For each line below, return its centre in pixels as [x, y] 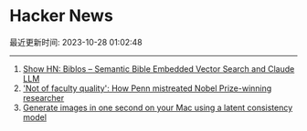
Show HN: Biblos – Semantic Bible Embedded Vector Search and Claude [159, 68]
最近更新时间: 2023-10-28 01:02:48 [76, 42]
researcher [43, 97]
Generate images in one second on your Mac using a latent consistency [158, 107]
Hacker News [62, 16]
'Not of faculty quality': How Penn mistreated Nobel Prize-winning [147, 88]
